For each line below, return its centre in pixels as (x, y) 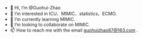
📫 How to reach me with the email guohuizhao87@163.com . (74, 30)
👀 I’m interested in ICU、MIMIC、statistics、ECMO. (63, 13)
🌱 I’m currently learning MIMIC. (42, 19)
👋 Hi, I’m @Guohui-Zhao (35, 8)
